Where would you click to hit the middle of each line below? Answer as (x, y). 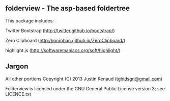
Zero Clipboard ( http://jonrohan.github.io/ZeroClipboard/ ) (65, 40)
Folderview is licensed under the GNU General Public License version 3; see (85, 88)
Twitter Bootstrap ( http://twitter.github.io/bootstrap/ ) (60, 31)
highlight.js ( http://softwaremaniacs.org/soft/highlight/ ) (63, 50)
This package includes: (30, 20)
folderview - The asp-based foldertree (67, 8)
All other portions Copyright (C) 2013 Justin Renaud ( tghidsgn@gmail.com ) (84, 79)
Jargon (17, 67)
